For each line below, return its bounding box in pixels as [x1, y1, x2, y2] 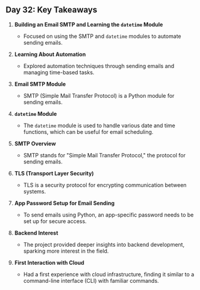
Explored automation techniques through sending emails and [23, 62, 175, 69]
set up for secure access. [23, 217, 87, 225]
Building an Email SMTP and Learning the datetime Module [14, 20, 163, 28]
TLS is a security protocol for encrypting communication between [23, 181, 187, 189]
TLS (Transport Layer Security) [14, 169, 94, 177]
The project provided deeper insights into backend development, [23, 241, 185, 248]
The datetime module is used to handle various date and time [23, 122, 176, 129]
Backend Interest [14, 229, 58, 236]
